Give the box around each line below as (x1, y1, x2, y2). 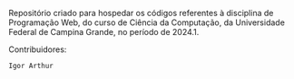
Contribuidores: (8, 44, 67, 55)
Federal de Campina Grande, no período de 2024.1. (8, 27, 200, 37)
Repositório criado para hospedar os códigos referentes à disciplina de (8, 8, 274, 18)
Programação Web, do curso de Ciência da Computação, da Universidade (8, 17, 285, 28)
